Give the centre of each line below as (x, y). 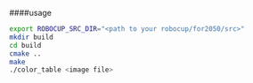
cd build (25, 45)
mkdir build (31, 37)
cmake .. (25, 53)
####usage (30, 13)
